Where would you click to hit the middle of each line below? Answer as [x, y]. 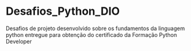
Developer [19, 41]
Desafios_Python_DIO [63, 11]
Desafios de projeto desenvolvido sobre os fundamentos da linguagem [95, 28]
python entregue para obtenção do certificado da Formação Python [92, 34]
